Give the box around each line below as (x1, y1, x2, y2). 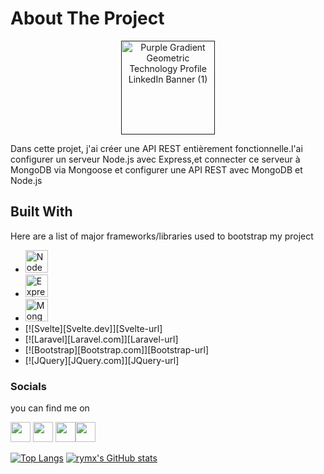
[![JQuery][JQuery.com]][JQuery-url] (24, 354, 180, 366)
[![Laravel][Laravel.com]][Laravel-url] (24, 333, 179, 345)
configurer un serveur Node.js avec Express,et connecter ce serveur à (10, 153, 301, 165)
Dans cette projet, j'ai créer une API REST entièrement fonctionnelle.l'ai (10, 142, 303, 154)
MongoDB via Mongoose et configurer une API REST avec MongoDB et (10, 163, 303, 176)
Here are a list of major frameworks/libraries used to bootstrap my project (10, 230, 314, 242)
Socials (10, 379, 47, 393)
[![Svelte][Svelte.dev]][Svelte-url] (24, 322, 163, 334)
